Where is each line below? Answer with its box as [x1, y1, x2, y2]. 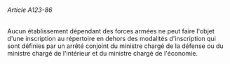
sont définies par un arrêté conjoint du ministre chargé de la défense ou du [7, 42, 224, 50]
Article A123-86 [7, 6, 53, 14]
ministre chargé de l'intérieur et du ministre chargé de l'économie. [7, 49, 198, 58]
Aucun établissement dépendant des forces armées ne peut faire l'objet [7, 27, 215, 35]
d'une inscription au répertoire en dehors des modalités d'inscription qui [7, 35, 216, 43]
